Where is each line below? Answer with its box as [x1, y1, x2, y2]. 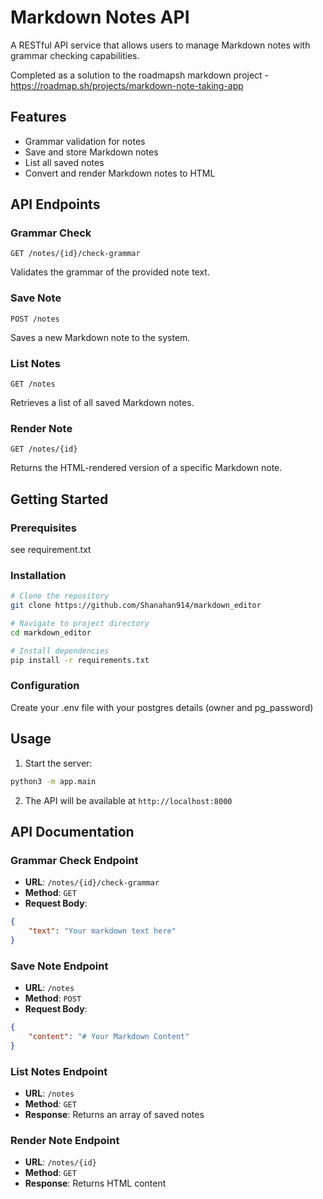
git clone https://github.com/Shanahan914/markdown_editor [10, 601, 262, 611]
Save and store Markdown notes [24, 146, 159, 158]
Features [10, 109, 67, 126]
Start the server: [24, 757, 93, 769]
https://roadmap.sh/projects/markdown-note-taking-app [10, 79, 244, 91]
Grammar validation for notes [24, 135, 146, 147]
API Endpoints [10, 196, 101, 213]
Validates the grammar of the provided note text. [10, 266, 210, 278]
